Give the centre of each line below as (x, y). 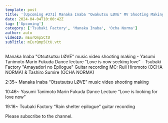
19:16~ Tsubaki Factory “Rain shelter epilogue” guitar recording (70, 106)
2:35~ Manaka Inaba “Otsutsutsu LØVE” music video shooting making (77, 82)
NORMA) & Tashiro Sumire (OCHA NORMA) (50, 72)
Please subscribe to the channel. (39, 116)
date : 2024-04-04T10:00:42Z (34, 19)
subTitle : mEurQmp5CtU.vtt (33, 42)
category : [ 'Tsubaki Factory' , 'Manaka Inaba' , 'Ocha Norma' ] (71, 28)
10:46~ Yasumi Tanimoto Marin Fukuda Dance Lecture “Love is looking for (81, 91)
